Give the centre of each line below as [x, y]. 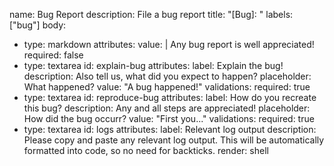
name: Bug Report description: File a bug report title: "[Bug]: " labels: [151, 14]
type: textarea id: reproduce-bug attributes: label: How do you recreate [170, 97]
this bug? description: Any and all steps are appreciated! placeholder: [167, 108]
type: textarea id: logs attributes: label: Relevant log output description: [170, 129]
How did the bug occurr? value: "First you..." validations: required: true [169, 118]
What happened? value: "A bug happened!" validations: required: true [167, 87]
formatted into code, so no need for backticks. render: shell [146, 150]
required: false [53, 55]
